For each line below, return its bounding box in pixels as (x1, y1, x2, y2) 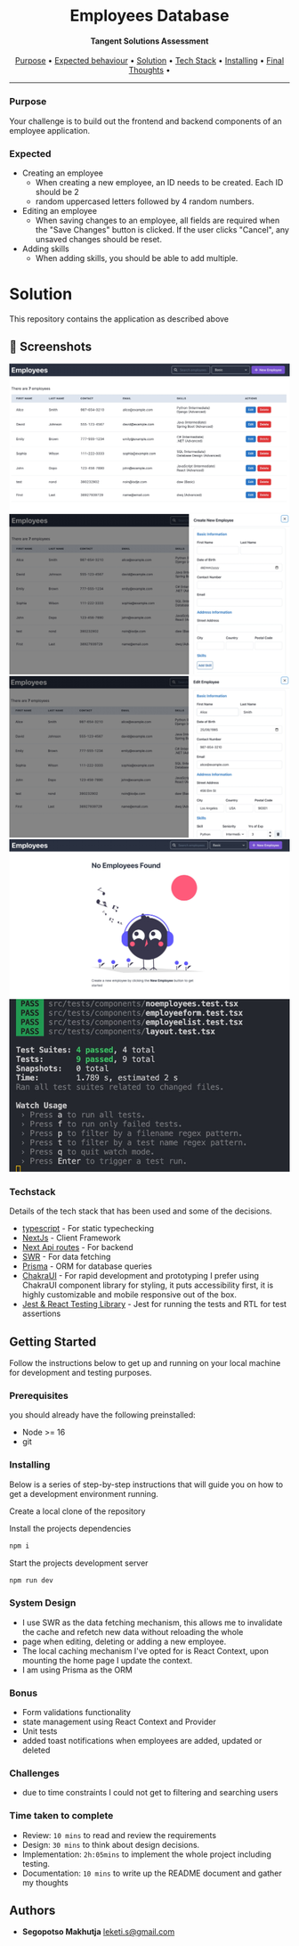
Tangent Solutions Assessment (90, 36, 209, 46)
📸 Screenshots (9, 339, 93, 355)
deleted (21, 1745, 51, 1755)
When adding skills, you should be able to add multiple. (35, 252, 238, 263)
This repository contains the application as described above (9, 313, 230, 324)
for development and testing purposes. (9, 1368, 152, 1378)
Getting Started (9, 1334, 97, 1349)
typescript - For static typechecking (21, 1223, 154, 1234)
